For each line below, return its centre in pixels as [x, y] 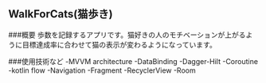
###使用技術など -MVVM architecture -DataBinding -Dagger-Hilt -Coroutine [133, 61]
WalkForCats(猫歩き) [61, 14]
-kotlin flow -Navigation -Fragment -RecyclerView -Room [102, 70]
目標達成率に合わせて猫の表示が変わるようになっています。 [119, 44]
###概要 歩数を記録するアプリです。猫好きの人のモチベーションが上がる [127, 35]
